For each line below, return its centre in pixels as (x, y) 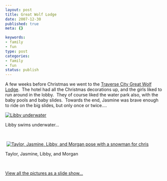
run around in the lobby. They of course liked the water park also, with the (82, 95)
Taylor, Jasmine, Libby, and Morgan (42, 154)
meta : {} (14, 28)
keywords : (15, 37)
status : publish (22, 70)
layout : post (19, 10)
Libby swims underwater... (32, 125)
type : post (16, 51)
